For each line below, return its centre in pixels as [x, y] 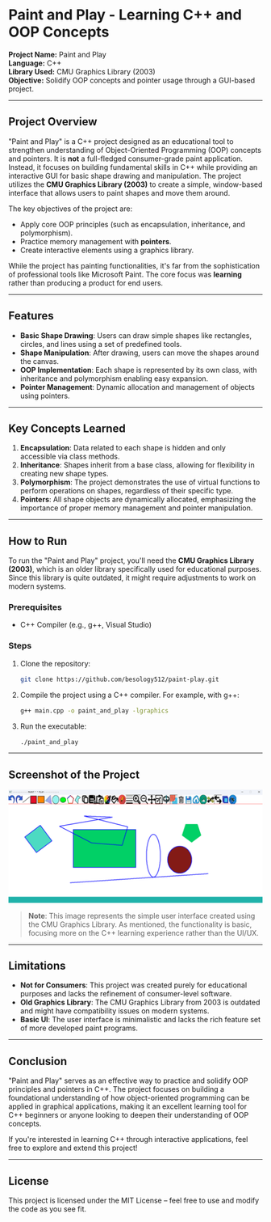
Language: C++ [35, 63]
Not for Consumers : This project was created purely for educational [133, 985]
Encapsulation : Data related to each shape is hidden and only [123, 448]
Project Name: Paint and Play [57, 54]
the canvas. [39, 361]
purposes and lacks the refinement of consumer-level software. [126, 994]
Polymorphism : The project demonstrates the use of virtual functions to [140, 482]
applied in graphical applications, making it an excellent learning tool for [128, 1106]
